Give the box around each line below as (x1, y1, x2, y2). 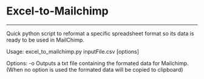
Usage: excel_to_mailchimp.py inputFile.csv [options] (6, 48, 140, 55)
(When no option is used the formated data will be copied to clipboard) (6, 66, 183, 73)
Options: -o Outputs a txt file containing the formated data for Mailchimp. (6, 59, 189, 67)
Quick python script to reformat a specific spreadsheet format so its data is (6, 30, 194, 37)
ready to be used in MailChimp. (6, 36, 85, 43)
